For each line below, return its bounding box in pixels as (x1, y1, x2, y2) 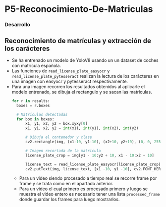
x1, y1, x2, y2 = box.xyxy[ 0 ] (25, 121, 88, 126)
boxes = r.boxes (16, 103, 50, 108)
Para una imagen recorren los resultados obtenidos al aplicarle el (11, 83, 145, 90)
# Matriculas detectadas (16, 112, 68, 117)
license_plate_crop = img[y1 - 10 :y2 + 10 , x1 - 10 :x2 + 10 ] (25, 153, 155, 158)
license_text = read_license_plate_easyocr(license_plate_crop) (25, 162, 161, 167)
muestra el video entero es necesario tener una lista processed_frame (19, 191, 160, 197)
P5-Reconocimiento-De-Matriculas (4, 3, 153, 15)
